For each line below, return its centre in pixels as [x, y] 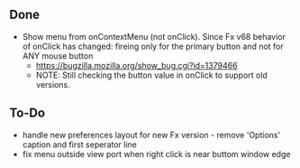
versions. [53, 84]
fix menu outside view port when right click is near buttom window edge [156, 154]
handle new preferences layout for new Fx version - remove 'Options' [151, 135]
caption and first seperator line [80, 145]
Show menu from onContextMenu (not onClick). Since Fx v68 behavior [154, 36]
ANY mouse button [58, 56]
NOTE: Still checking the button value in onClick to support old [151, 75]
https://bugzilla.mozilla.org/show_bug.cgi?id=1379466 [136, 65]
